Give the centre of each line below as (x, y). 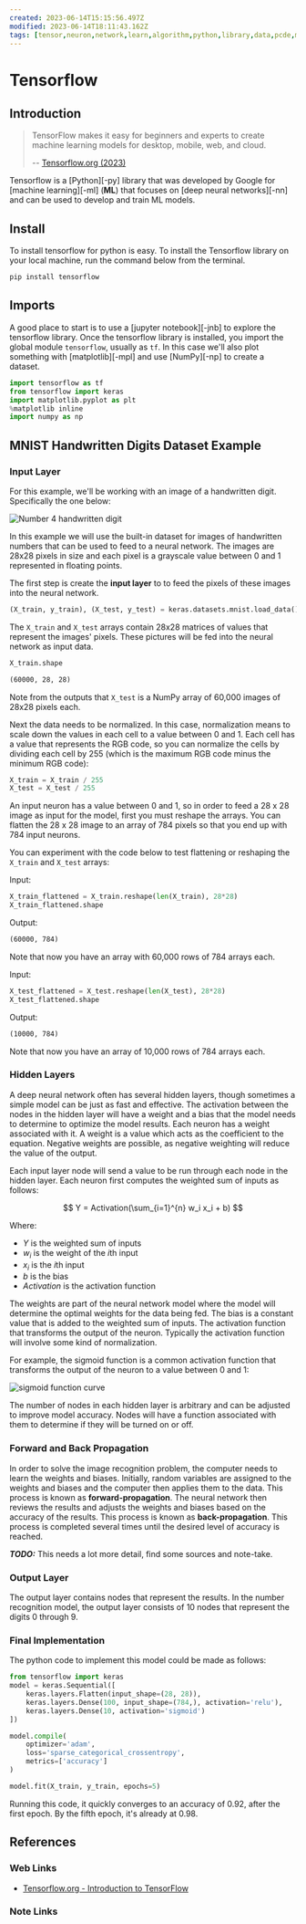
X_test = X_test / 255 (52, 789)
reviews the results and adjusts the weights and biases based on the (138, 1507)
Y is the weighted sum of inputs (82, 1243)
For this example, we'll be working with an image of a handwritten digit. (143, 491)
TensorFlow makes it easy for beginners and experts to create (148, 136)
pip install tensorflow (55, 277)
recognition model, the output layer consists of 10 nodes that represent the (149, 1607)
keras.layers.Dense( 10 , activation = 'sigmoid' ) (116, 1711)
